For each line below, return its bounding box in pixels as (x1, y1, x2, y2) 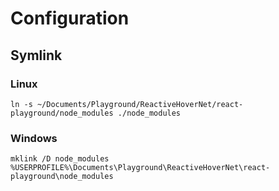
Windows (10, 131, 58, 145)
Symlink (10, 47, 63, 64)
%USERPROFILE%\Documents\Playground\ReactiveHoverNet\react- (10, 163, 271, 173)
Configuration (10, 7, 130, 30)
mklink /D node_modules (10, 154, 110, 164)
